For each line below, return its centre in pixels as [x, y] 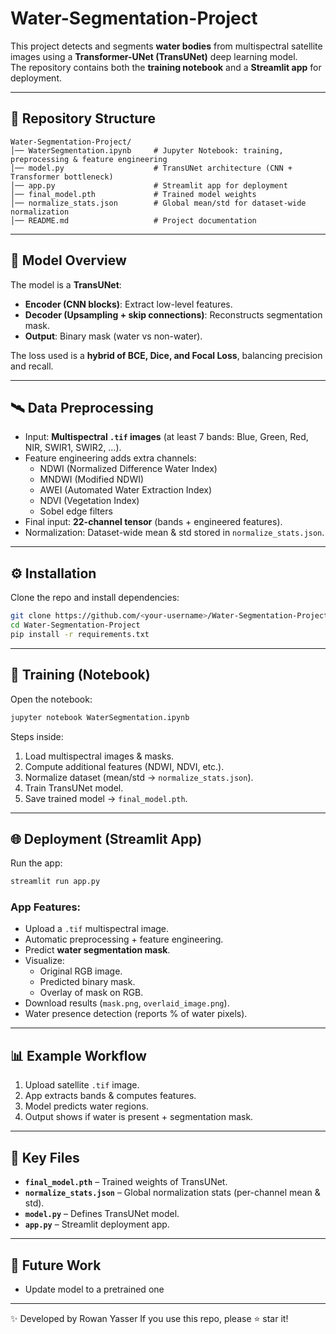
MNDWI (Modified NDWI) [92, 479]
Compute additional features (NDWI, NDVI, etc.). [124, 766]
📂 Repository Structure [83, 118]
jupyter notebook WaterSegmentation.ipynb [100, 717]
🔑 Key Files [45, 1157]
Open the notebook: [51, 699]
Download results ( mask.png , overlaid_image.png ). [127, 1003]
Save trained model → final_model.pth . [106, 798]
